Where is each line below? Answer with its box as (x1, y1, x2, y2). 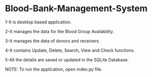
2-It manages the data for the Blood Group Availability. (5, 28, 114, 34)
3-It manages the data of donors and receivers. (5, 38, 100, 44)
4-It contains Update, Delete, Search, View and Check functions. (5, 47, 135, 53)
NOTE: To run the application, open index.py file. (5, 66, 102, 72)
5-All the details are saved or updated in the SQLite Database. (5, 57, 129, 62)
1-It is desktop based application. (5, 19, 72, 25)
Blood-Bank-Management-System (5, 3, 148, 14)
